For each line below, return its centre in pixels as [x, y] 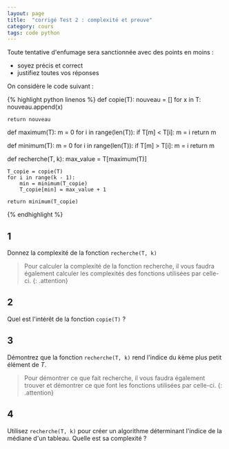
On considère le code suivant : [51, 86]
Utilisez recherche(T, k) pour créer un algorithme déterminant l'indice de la [114, 430]
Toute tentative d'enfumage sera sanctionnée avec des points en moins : [110, 52]
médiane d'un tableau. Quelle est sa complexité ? [77, 438]
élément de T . [27, 364]
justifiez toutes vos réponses [58, 73]
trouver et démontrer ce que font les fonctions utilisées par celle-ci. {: [123, 385]
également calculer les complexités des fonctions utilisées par [112, 273]
